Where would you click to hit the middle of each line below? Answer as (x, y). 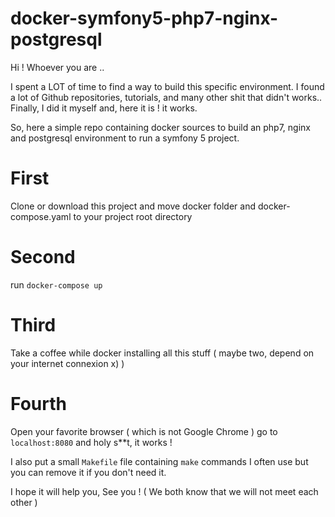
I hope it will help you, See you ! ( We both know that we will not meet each (164, 491)
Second (43, 257)
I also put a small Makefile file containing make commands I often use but (159, 461)
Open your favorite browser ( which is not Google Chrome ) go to (144, 431)
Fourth (38, 403)
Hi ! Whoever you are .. (57, 67)
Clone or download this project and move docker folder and (133, 206)
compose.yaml (41, 216)
